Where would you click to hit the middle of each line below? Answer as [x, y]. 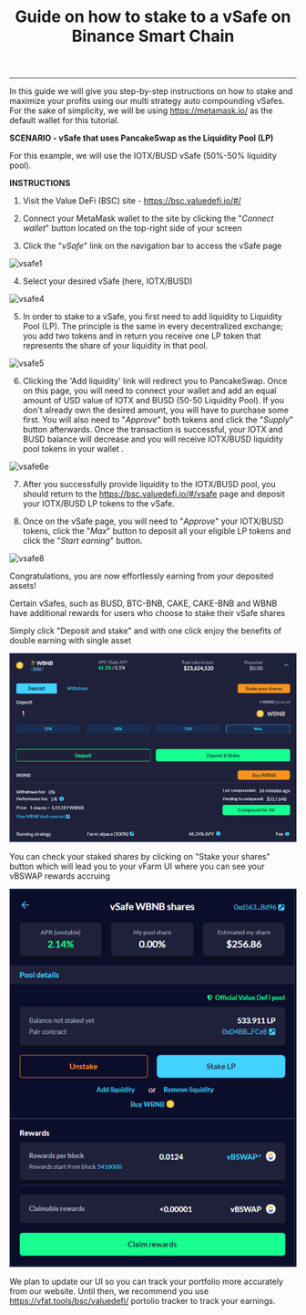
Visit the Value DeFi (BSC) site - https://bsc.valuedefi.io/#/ [132, 201]
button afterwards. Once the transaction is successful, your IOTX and [153, 430]
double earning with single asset [71, 641]
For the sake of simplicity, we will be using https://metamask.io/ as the [141, 110]
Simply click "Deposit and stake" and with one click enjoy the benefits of [146, 631]
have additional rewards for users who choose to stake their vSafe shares [147, 613]
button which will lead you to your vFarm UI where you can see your [138, 866]
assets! [23, 586]
